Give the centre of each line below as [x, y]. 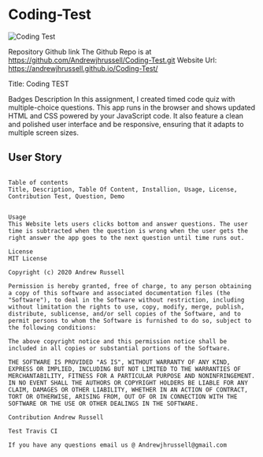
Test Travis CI [33, 431]
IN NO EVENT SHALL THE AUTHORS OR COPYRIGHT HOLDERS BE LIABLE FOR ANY [128, 383]
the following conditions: [52, 328]
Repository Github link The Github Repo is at [80, 51]
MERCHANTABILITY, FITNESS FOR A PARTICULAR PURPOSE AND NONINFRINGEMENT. [132, 376]
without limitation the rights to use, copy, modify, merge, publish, [126, 307]
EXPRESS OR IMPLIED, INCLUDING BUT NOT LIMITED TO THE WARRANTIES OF [125, 369]
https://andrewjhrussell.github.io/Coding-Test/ [83, 68]
